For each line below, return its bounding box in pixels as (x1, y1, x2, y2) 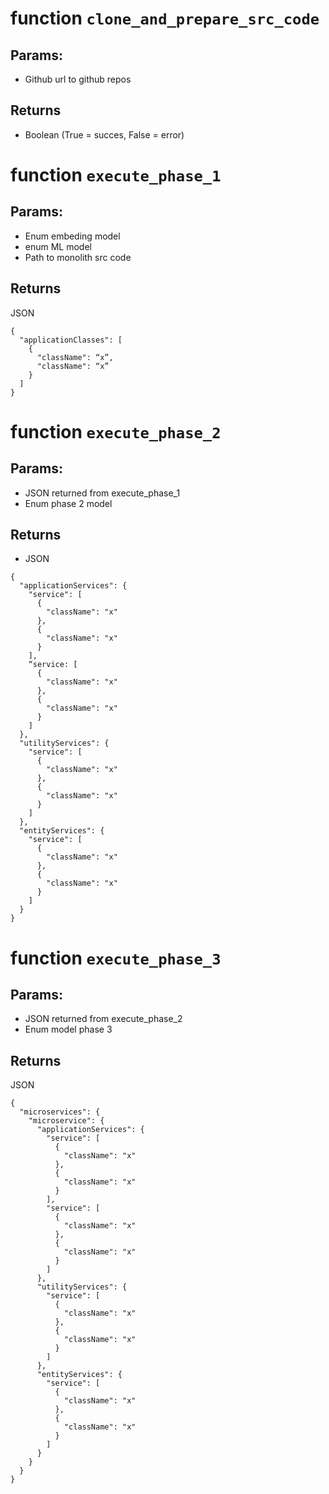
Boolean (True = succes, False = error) (24, 128, 185, 141)
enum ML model (24, 240, 92, 252)
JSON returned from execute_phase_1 (24, 487, 181, 499)
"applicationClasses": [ (19, 335, 123, 345)
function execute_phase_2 (10, 420, 222, 443)
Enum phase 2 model (24, 497, 113, 509)
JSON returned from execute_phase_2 (24, 1013, 183, 1025)
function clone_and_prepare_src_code (10, 7, 320, 30)
